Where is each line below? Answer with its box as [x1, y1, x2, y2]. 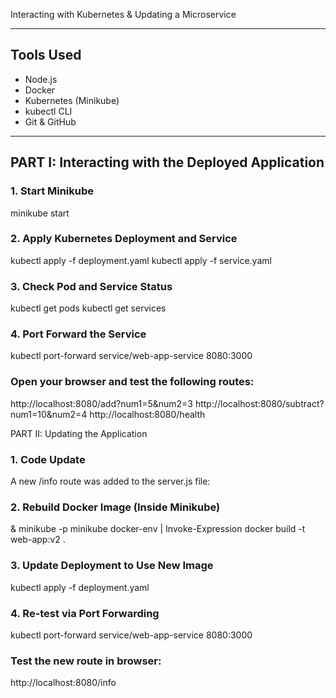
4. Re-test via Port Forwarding [10, 606, 160, 620]
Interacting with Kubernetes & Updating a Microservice [10, 9, 237, 20]
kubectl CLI [24, 105, 73, 117]
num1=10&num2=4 [10, 408, 88, 420]
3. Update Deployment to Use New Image [10, 559, 214, 573]
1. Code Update [10, 452, 86, 466]
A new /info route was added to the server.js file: [10, 475, 211, 487]
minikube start [10, 207, 70, 219]
